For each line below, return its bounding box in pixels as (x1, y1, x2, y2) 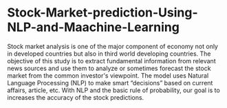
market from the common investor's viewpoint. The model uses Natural (7, 71, 209, 80)
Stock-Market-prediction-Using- (7, 5, 198, 21)
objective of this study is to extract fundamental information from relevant (7, 56, 216, 65)
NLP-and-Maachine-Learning (7, 19, 180, 35)
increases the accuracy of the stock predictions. (7, 93, 144, 101)
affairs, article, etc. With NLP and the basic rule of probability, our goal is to (7, 86, 220, 94)
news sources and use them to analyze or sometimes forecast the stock (7, 64, 211, 72)
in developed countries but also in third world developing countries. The (7, 50, 211, 58)
